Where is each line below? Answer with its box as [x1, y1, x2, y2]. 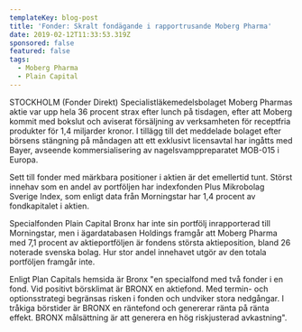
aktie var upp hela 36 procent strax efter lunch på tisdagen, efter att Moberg [9, 106, 293, 117]
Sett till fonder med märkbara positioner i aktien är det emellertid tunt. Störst [9, 171, 293, 182]
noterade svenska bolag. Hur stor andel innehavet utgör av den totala [9, 246, 267, 257]
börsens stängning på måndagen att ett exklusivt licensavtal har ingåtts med [9, 134, 293, 145]
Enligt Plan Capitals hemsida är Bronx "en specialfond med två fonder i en [9, 273, 284, 284]
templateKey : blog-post [9, 13, 99, 23]
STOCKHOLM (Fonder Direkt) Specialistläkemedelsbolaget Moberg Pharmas [9, 97, 293, 107]
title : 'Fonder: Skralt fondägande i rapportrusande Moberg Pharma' [9, 22, 272, 31]
